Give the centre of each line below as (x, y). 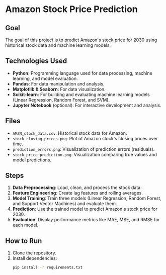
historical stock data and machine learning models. (58, 45)
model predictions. (32, 160)
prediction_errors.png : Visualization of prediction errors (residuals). (84, 149)
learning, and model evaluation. (45, 78)
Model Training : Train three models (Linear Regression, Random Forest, (87, 198)
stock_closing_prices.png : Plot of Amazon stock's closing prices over (85, 138)
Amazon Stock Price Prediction (71, 9)
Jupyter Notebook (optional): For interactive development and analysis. (87, 105)
